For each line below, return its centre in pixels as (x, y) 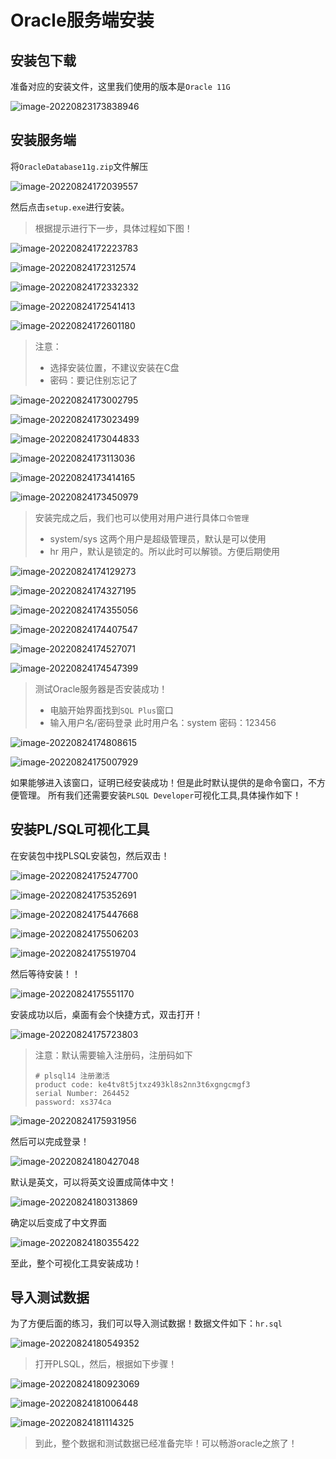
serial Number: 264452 (82, 1093)
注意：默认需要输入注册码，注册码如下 (113, 1055)
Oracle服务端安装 (82, 20)
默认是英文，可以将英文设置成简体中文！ (93, 1182)
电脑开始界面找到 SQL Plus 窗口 (111, 710)
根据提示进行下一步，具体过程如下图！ (113, 228)
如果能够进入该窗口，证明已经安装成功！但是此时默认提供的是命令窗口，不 (163, 782)
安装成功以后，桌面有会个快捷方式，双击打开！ (106, 1014)
